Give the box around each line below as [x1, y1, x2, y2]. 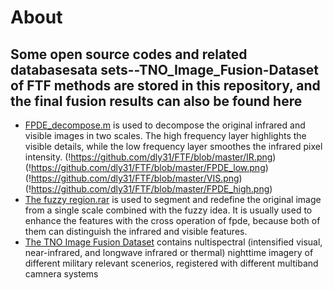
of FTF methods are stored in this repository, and [10, 77, 321, 94]
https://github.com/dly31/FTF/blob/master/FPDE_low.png [30, 162, 266, 173]
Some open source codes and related [10, 46, 248, 63]
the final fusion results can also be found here [10, 92, 303, 110]
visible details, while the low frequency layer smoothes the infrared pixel [24, 141, 323, 152]
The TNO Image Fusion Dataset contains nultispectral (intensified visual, [24, 236, 323, 248]
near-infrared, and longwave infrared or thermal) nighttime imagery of [24, 247, 314, 258]
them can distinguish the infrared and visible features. [24, 226, 248, 237]
